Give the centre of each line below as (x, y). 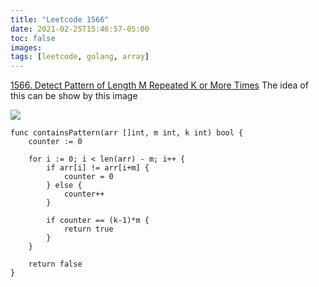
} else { (64, 186)
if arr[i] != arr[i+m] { (98, 168)
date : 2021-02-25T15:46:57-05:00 (80, 29)
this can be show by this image (74, 96)
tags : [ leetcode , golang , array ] (80, 57)
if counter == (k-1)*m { (98, 221)
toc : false (33, 38)
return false (55, 264)
